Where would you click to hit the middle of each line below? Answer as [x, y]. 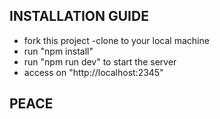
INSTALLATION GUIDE [79, 16]
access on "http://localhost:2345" [93, 72]
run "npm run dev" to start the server [100, 61]
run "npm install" [58, 51]
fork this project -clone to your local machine [116, 40]
